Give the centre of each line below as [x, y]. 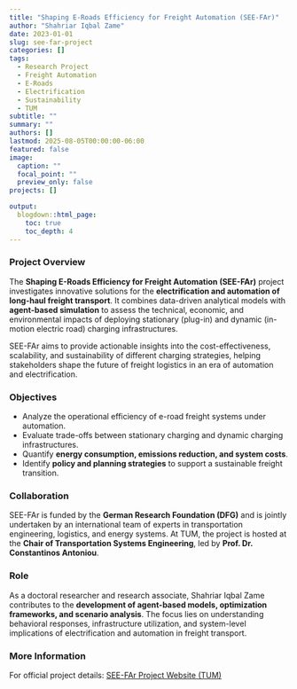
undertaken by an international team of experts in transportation [126, 525]
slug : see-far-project [51, 42]
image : [21, 157]
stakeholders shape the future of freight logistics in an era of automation [141, 364]
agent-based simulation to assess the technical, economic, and [126, 309]
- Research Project [53, 67]
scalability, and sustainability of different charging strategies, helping [135, 355]
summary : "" [31, 125]
